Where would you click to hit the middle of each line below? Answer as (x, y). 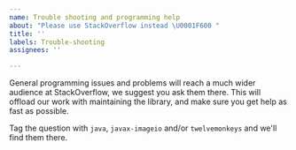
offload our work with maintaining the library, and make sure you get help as (148, 101)
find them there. (39, 138)
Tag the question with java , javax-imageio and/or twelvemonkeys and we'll (143, 128)
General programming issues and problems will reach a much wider (132, 83)
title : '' (27, 34)
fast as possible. (39, 111)
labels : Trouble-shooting (57, 42)
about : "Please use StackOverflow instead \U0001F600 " (114, 26)
